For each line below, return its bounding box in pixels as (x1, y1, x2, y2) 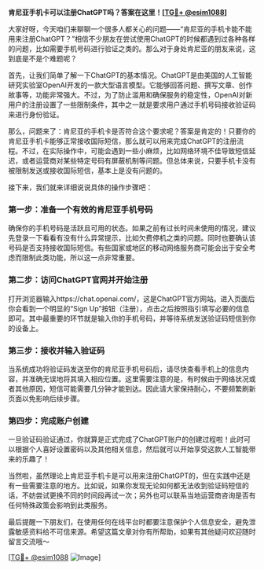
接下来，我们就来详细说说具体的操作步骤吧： (8, 182, 153, 192)
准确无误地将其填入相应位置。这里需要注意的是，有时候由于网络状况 (28, 373, 249, 384)
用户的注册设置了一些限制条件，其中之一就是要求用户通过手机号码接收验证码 (8, 100, 256, 109)
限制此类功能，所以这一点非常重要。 (21, 253, 139, 263)
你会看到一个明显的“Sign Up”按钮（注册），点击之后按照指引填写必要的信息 (8, 303, 250, 313)
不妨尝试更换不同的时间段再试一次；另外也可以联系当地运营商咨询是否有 (21, 491, 256, 500)
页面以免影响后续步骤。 (8, 393, 84, 403)
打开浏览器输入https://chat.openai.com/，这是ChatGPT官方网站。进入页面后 (8, 294, 255, 303)
